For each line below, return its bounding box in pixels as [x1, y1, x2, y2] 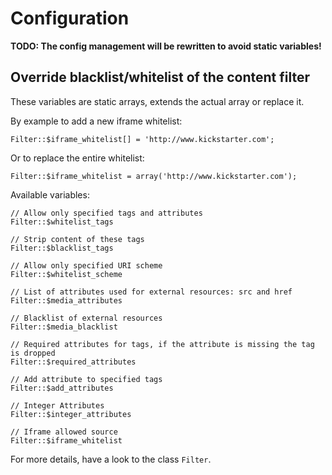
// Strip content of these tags [10, 234, 145, 244]
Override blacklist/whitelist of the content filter [10, 69, 311, 86]
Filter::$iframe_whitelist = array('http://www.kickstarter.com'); [10, 171, 298, 181]
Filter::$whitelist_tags [10, 217, 114, 227]
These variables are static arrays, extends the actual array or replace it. [10, 95, 305, 107]
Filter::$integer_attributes [10, 409, 132, 419]
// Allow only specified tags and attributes [10, 208, 203, 218]
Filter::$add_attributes [10, 383, 114, 393]
